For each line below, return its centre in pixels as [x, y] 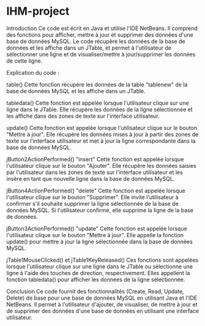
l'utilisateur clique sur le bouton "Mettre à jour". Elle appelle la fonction [95, 235]
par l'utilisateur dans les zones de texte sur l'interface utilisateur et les [95, 172]
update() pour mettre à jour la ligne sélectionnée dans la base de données [99, 241]
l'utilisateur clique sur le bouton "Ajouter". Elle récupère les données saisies [102, 165]
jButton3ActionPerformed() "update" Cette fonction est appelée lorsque [97, 229]
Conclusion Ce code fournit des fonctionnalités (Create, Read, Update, [95, 291]
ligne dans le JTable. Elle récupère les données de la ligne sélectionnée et [99, 109]
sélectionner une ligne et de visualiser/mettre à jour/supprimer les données [101, 54]
